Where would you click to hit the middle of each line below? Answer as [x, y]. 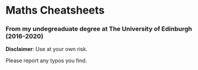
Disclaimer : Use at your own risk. [46, 49]
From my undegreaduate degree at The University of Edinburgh [99, 29]
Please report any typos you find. [46, 61]
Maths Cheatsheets [55, 10]
